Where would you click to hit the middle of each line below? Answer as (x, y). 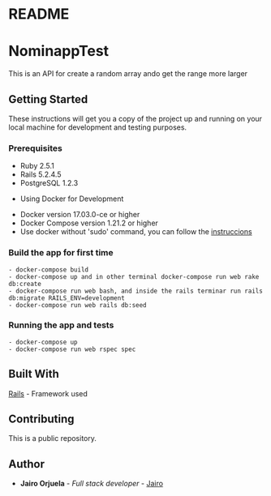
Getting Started (48, 99)
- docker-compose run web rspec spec (72, 349)
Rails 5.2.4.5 (41, 174)
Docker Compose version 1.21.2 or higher (89, 223)
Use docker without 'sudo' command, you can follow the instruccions (136, 232)
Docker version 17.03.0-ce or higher (80, 215)
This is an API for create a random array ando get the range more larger (128, 74)
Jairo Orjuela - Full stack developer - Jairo (92, 484)
